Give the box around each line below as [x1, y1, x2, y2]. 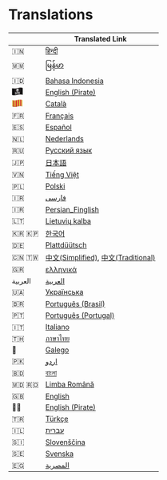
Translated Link [74, 34, 127, 44]
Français [45, 110, 74, 121]
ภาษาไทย [45, 333, 70, 343]
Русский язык [45, 145, 93, 155]
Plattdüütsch [45, 240, 87, 250]
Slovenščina [45, 437, 85, 446]
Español [45, 122, 72, 132]
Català [45, 99, 67, 109]
